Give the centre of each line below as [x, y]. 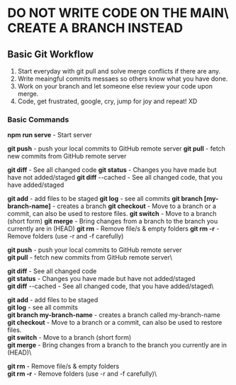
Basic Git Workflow [51, 54]
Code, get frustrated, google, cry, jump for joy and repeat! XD [107, 101]
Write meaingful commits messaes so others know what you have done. [123, 79]
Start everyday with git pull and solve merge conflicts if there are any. [119, 71]
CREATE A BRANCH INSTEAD [95, 28]
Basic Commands [38, 120]
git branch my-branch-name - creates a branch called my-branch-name [114, 315]
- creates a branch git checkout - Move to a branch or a [134, 206]
